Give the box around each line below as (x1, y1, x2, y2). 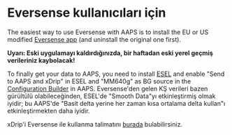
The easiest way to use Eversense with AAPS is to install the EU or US (7, 28, 209, 36)
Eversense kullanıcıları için (7, 5, 166, 21)
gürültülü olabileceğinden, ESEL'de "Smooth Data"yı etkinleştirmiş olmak (7, 92, 216, 100)
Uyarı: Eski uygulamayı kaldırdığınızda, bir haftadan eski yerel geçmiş (7, 49, 213, 57)
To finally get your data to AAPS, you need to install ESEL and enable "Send (7, 70, 225, 78)
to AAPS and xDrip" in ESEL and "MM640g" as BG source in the (7, 77, 191, 85)
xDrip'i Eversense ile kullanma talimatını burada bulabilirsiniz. (7, 120, 183, 128)
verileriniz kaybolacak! (7, 56, 75, 64)
